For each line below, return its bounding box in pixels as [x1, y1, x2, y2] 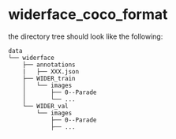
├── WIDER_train [22, 74, 77, 82]
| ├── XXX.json [22, 67, 80, 76]
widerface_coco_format [8, 6, 168, 24]
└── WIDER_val [22, 102, 69, 110]
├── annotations [22, 61, 77, 69]
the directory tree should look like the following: [8, 32, 163, 41]
